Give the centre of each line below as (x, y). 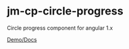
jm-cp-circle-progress (65, 11)
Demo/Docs (22, 39)
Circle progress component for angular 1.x (60, 28)
